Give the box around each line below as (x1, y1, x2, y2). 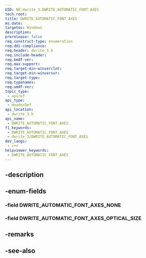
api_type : (5, 98, 25, 103)
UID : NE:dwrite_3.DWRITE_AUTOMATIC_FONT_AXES (5, 7, 99, 12)
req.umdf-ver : (5, 84, 34, 89)
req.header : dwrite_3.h (5, 48, 54, 53)
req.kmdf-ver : (5, 57, 34, 62)
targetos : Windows (5, 25, 42, 30)
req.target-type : (5, 75, 40, 80)
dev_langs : (5, 139, 27, 144)
